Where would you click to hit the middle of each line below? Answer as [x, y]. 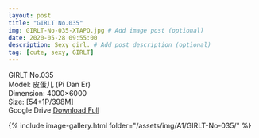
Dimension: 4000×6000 [48, 93]
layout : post [30, 15]
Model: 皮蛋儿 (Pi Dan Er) [50, 84]
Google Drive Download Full [54, 110]
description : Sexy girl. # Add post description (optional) [110, 45]
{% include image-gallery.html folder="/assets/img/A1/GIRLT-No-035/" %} [130, 125]
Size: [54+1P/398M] [41, 102]
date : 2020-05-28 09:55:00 [53, 38]
